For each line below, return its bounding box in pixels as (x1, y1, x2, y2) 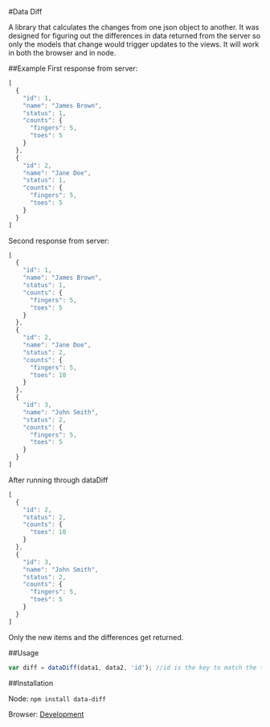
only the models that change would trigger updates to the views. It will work (8, 39, 260, 49)
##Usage (8, 647, 39, 658)
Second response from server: (8, 236, 110, 245)
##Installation (8, 678, 54, 688)
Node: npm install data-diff (8, 693, 106, 703)
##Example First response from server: (8, 64, 138, 73)
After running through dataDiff (8, 474, 108, 485)
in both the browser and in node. (8, 48, 117, 57)
